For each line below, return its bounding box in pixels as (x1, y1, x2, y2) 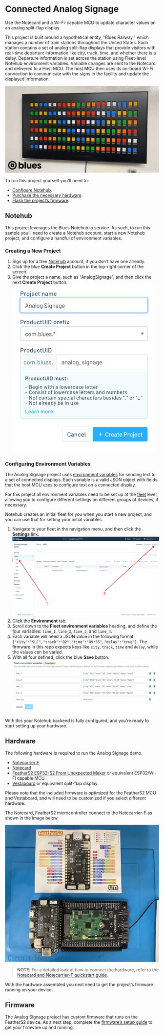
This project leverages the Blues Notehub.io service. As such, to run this (5, 224, 150, 231)
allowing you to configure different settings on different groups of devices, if (5, 497, 159, 503)
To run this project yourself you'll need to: (5, 177, 89, 183)
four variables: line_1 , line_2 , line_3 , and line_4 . (12, 628, 112, 634)
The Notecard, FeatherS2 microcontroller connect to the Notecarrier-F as (5, 810, 153, 816)
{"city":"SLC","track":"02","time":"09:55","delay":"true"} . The (12, 639, 147, 645)
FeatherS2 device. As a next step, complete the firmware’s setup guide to (5, 1019, 153, 1025)
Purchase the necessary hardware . (12, 192, 83, 198)
